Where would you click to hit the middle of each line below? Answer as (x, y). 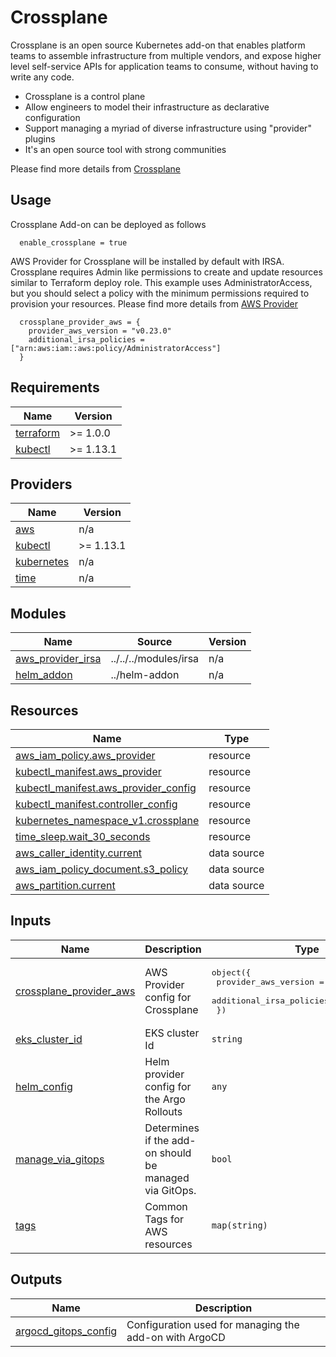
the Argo (165, 1099)
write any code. (42, 77)
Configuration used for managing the (213, 1324)
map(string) (239, 1225)
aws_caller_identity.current (79, 853)
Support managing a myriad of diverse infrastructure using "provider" (168, 128)
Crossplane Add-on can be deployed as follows (108, 224)
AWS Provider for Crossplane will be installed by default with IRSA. (147, 261)
